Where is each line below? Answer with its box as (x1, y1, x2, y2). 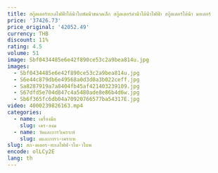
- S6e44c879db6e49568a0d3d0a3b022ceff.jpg (13, 76, 140, 83)
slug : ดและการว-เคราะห (20, 135, 76, 142)
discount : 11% (7, 37, 49, 44)
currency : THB (7, 30, 49, 37)
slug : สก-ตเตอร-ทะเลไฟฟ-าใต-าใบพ (7, 142, 92, 149)
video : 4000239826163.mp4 (7, 102, 83, 109)
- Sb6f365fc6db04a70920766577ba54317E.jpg (13, 96, 140, 103)
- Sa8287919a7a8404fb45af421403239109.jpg (13, 83, 140, 90)
